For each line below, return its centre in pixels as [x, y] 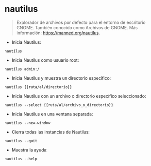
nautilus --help [21, 159]
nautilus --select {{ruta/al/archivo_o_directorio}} [59, 105]
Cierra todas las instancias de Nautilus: [51, 132]
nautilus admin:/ [22, 69]
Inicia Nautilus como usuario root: [45, 60]
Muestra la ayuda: [30, 150]
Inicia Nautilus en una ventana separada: [52, 114]
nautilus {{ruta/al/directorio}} [38, 87]
